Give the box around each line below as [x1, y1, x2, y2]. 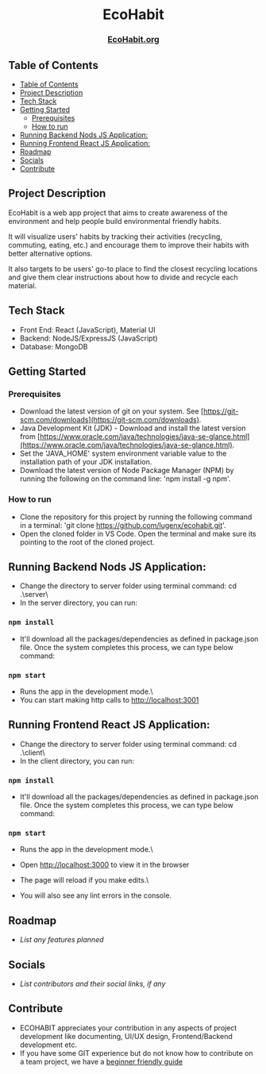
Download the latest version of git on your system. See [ [19, 406, 204, 416]
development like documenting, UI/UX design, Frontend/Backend [19, 1031, 233, 1041]
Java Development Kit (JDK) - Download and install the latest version [19, 423, 246, 433]
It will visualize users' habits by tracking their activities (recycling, [8, 232, 222, 241]
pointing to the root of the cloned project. [19, 537, 155, 547]
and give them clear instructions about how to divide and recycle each [8, 272, 238, 282]
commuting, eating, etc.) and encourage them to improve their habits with [8, 240, 249, 249]
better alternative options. [8, 248, 93, 258]
